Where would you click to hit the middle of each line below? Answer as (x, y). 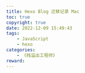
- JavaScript (33, 39)
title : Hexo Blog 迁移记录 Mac (43, 11)
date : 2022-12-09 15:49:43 (39, 28)
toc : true (18, 17)
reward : (16, 61)
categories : (21, 50)
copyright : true (26, 22)
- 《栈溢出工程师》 (37, 55)
